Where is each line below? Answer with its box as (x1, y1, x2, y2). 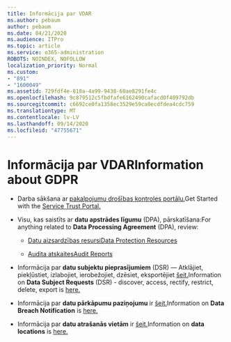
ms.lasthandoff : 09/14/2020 (7, 120, 89, 127)
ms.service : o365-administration (7, 49, 104, 56)
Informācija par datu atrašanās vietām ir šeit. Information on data (17, 320, 205, 328)
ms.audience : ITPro (7, 36, 64, 43)
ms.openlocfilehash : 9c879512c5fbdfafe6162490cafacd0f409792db (7, 95, 195, 102)
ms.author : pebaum (7, 17, 61, 24)
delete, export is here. (17, 286, 81, 294)
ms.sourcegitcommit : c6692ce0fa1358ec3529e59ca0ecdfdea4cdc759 (7, 101, 195, 108)
